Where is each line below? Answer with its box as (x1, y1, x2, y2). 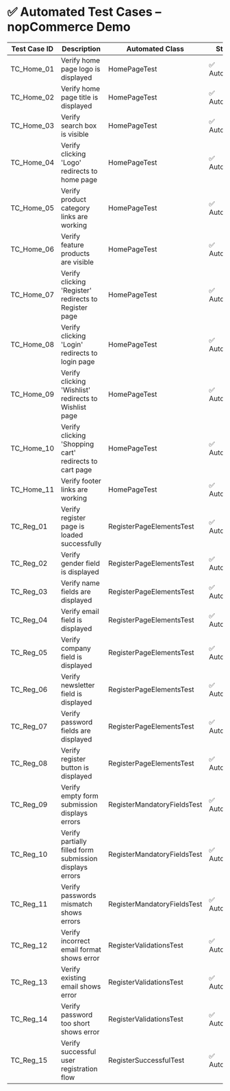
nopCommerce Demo (7, 19, 131, 35)
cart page (60, 465, 92, 474)
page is (60, 521, 85, 531)
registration (60, 1064, 98, 1073)
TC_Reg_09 (10, 799, 48, 809)
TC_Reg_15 (10, 1055, 48, 1065)
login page (60, 356, 95, 366)
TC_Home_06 (10, 244, 55, 254)
